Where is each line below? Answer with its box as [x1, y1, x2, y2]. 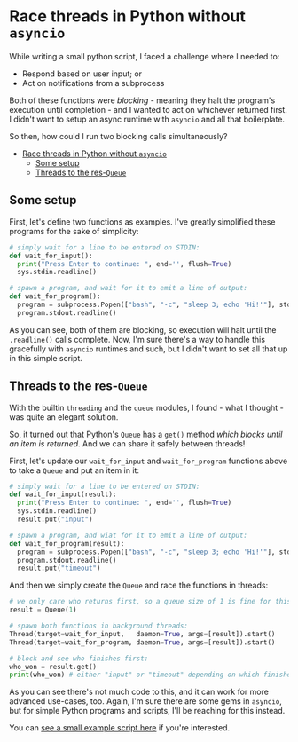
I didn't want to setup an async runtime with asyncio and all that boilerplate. [9, 114, 286, 124]
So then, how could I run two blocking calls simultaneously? [9, 130, 228, 141]
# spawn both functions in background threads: [9, 621, 189, 631]
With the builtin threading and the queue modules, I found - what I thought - [9, 402, 284, 413]
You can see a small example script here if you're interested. [9, 722, 231, 733]
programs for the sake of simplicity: [9, 225, 139, 236]
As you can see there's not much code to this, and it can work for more [9, 686, 269, 698]
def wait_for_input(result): [9, 490, 117, 499]
